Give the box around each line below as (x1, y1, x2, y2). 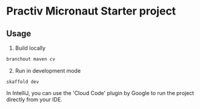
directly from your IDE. (6, 96, 62, 103)
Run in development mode (15, 67, 81, 74)
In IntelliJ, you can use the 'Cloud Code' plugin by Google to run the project (6, 89, 195, 96)
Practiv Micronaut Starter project (6, 4, 176, 18)
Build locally (15, 44, 46, 51)
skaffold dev (6, 79, 39, 85)
